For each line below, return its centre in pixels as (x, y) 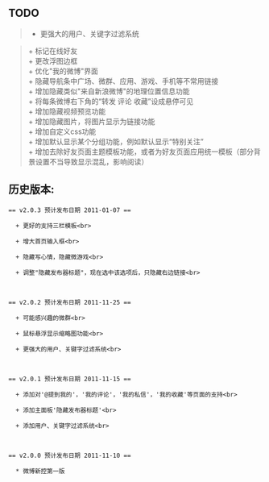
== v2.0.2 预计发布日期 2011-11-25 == (70, 302)
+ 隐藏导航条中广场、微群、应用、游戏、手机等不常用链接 (123, 81)
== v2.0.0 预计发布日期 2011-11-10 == (70, 455)
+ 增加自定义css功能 (62, 131)
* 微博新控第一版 (40, 471)
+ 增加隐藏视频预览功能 (67, 111)
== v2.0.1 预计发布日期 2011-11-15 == (70, 379)
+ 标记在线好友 (53, 51)
